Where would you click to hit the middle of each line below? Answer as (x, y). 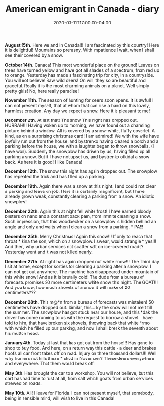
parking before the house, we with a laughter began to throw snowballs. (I (80, 146)
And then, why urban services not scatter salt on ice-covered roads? (74, 246)
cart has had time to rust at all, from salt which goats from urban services (79, 378)
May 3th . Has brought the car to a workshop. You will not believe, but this (79, 373)
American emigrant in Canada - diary (82, 9)
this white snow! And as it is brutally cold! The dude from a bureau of (75, 277)
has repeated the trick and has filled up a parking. (55, 176)
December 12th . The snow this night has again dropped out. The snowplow (81, 171)
